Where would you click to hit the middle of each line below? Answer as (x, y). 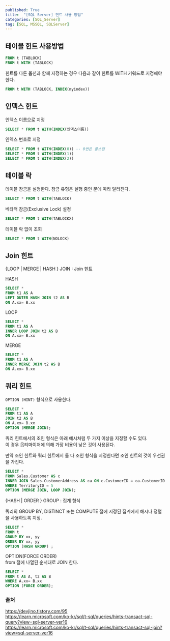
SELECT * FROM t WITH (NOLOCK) (37, 239)
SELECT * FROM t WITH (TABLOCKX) (39, 218)
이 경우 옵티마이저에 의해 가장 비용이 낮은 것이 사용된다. (60, 444)
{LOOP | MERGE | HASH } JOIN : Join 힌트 (49, 269)
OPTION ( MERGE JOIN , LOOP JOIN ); (41, 490)
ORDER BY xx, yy (22, 542)
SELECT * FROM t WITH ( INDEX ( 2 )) (39, 159)
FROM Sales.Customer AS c (33, 476)
